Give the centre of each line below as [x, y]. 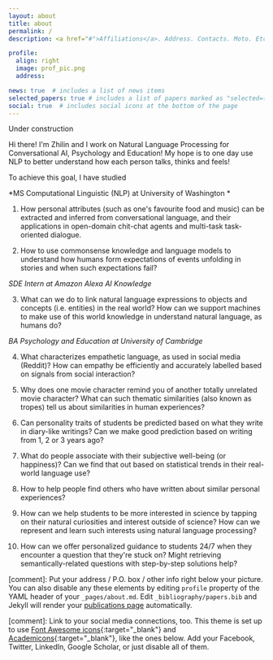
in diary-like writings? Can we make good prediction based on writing [136, 432]
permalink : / [30, 31]
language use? [66, 473]
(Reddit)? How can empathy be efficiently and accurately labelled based [141, 366]
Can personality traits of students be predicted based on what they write [142, 423]
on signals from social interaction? [78, 374]
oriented [34, 235]
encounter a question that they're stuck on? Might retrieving [121, 555]
